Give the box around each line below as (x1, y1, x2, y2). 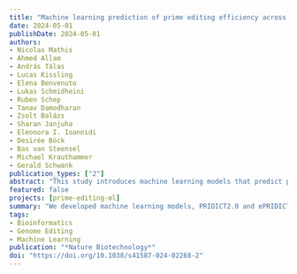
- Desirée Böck (9, 136, 65, 145)
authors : (9, 37, 42, 47)
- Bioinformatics (9, 218, 73, 227)
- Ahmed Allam (9, 54, 62, 63)
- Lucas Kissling (9, 71, 73, 80)
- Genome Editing (9, 226, 73, 235)
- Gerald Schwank (9, 161, 73, 170)
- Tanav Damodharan (9, 103, 81, 112)
